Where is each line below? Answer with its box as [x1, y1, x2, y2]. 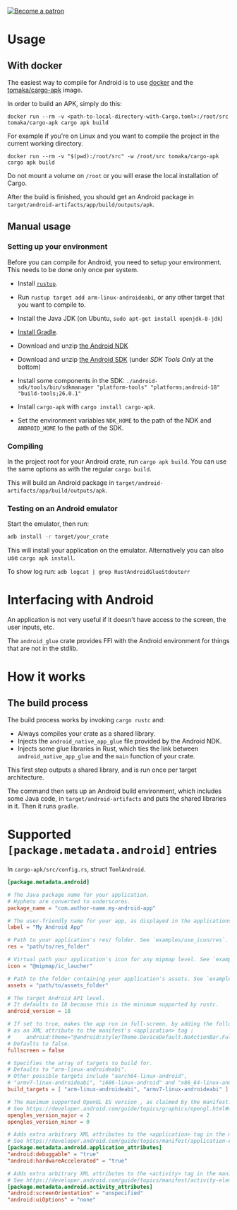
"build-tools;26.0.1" [17, 389, 81, 397]
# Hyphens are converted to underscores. [7, 898, 131, 905]
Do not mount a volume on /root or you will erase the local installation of [7, 172, 219, 180]
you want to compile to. [17, 300, 86, 309]
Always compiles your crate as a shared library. [17, 729, 156, 738]
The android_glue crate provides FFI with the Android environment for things [7, 637, 230, 645]
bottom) [17, 363, 41, 371]
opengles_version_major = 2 [7, 1112, 90, 1119]
